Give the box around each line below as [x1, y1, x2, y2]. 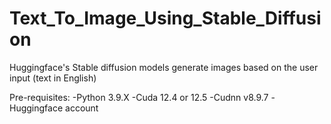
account [65, 102, 99, 114]
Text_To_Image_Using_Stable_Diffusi [9, 7, 322, 30]
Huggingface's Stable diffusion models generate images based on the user [9, 61, 319, 73]
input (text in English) [9, 72, 97, 84]
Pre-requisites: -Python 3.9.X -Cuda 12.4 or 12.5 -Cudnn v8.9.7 [9, 91, 269, 103]
